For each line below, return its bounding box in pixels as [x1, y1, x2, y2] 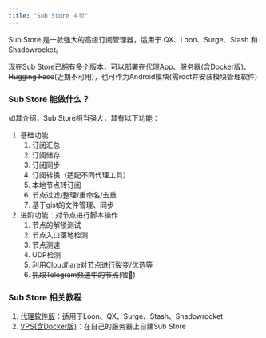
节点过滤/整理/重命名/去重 [31, 189, 117, 200]
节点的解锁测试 [31, 220, 81, 229]
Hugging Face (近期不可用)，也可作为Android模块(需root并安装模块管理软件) [8, 71, 258, 81]
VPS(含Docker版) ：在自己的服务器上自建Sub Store [19, 321, 186, 332]
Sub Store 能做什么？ [8, 93, 90, 105]
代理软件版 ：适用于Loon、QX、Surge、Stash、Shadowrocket [19, 312, 224, 321]
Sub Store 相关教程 [8, 292, 82, 303]
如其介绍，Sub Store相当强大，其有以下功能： [8, 113, 160, 122]
